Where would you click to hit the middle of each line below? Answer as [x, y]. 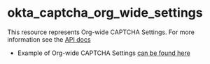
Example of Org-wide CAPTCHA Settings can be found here [104, 53]
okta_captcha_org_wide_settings [105, 13]
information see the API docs [49, 39]
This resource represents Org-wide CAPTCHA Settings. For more [101, 32]
